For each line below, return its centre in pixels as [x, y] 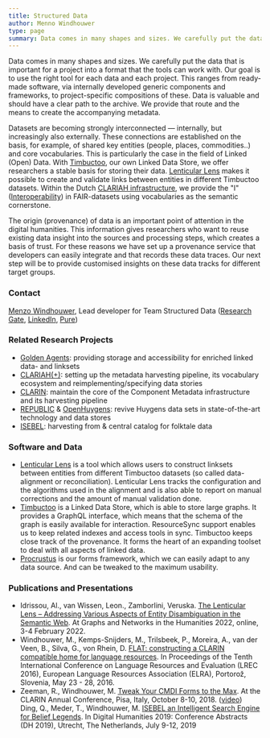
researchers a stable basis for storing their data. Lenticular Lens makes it [129, 171]
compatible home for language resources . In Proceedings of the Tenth [136, 657]
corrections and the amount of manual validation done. [111, 499]
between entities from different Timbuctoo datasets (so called [122, 473]
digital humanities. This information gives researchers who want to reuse [129, 230]
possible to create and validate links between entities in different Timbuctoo [134, 180]
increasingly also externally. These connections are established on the [125, 137]
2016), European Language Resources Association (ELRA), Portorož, [133, 674]
